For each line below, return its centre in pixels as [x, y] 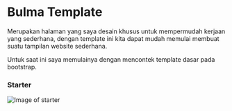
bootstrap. [22, 67]
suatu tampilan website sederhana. [57, 46]
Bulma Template [55, 12]
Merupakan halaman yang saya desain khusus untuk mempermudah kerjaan [116, 31]
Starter [19, 85]
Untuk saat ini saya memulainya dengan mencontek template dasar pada [111, 59]
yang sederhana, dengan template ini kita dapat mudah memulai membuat [114, 38]
